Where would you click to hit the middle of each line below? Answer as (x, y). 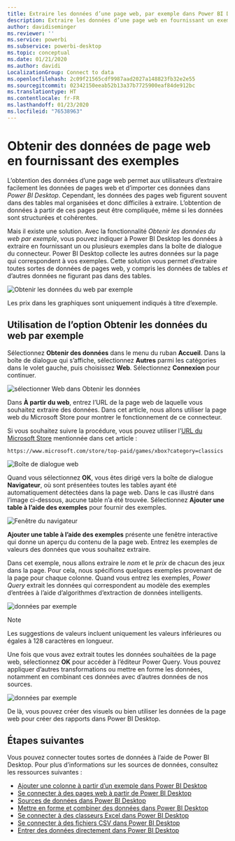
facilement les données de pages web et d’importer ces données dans (109, 188)
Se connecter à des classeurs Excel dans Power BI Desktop (103, 816)
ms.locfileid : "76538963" (45, 111)
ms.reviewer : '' (31, 33)
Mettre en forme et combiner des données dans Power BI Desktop (113, 808)
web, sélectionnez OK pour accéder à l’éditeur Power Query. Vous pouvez (114, 662)
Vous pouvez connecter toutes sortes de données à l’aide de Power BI (108, 758)
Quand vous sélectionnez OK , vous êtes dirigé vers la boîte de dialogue (110, 478)
